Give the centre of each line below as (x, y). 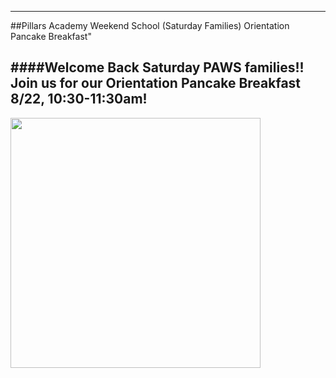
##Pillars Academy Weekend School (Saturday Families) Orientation (150, 25)
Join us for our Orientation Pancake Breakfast (156, 83)
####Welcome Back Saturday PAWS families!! (157, 67)
